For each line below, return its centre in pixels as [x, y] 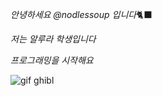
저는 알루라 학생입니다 [53, 39]
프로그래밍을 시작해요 [52, 60]
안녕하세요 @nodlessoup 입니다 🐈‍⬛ [81, 14]
